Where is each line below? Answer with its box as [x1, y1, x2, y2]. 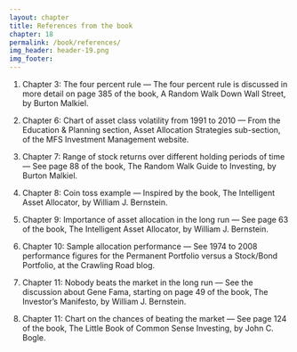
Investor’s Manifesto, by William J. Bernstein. [21, 296, 187, 307]
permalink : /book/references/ [9, 37, 122, 47]
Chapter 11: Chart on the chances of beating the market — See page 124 [21, 314, 287, 323]
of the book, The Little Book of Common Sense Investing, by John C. [21, 323, 274, 333]
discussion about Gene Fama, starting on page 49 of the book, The [21, 287, 269, 297]
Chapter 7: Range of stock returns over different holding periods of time [21, 151, 285, 161]
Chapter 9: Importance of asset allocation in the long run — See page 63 [21, 215, 289, 225]
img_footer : [9, 54, 53, 63]
